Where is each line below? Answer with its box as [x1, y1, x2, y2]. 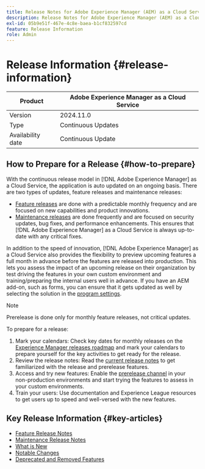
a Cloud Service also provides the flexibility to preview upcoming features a [6, 251, 196, 258]
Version [9, 111, 32, 120]
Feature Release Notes [15, 429, 73, 437]
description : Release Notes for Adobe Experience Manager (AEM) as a [6, 15, 187, 21]
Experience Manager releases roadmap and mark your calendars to [15, 343, 185, 351]
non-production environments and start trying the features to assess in [15, 376, 194, 384]
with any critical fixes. [27, 233, 83, 240]
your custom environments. [15, 382, 84, 390]
